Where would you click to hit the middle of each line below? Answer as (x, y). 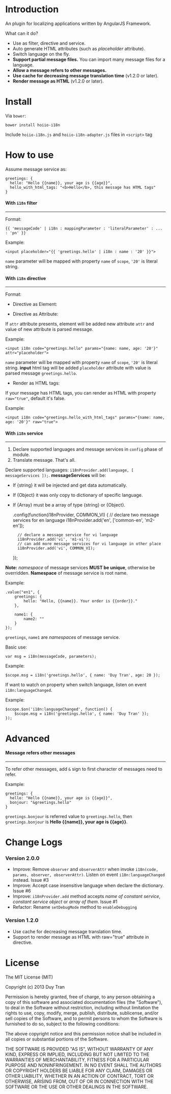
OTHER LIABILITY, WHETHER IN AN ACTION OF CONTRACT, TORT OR (79, 1076)
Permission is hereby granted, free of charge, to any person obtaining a (80, 997)
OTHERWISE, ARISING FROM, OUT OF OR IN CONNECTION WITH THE (79, 1081)
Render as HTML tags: (36, 383)
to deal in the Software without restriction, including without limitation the (82, 1007)
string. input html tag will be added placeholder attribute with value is (78, 368)
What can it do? (22, 33)
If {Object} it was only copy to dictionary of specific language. (78, 495)
